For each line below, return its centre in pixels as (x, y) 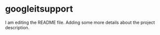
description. (17, 27)
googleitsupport (39, 9)
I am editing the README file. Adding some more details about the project (80, 22)
